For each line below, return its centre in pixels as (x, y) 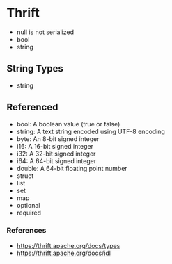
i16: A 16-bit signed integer (55, 146)
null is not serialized (45, 32)
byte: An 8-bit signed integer (58, 139)
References (26, 231)
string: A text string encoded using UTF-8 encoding (91, 131)
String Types (35, 68)
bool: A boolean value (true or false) (68, 124)
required (29, 213)
